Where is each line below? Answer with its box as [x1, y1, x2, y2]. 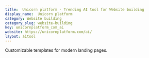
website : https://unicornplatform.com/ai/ [5, 29, 92, 34]
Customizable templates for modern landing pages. [5, 47, 108, 53]
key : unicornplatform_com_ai [5, 25, 64, 30]
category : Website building [5, 16, 62, 21]
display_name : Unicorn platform [5, 12, 73, 16]
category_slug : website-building [5, 20, 73, 26]
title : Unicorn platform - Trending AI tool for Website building [5, 7, 145, 12]
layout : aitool [5, 34, 36, 39]
